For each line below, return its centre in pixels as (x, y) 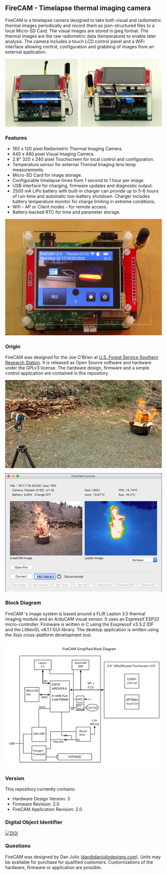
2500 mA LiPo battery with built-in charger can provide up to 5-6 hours (85, 191)
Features (16, 138)
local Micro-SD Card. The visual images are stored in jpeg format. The (77, 31)
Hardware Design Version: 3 (41, 799)
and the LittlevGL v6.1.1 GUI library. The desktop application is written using (82, 629)
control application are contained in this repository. (57, 373)
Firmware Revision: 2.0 (36, 804)
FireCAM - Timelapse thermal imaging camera (78, 8)
